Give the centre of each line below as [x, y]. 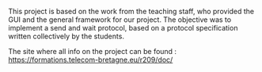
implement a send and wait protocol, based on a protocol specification [123, 28]
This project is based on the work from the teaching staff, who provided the [131, 11]
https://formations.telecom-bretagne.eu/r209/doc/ [91, 59]
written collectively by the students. [66, 36]
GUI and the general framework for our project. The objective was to [120, 20]
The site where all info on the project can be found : [92, 51]
